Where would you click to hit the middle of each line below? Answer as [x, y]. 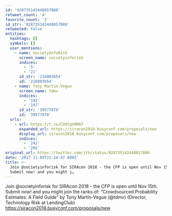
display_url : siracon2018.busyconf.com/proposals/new [78, 134]
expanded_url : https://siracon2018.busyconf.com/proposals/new [88, 129]
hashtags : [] [24, 39]
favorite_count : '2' [27, 19]
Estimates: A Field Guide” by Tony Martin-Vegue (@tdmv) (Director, [76, 197]
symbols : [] [23, 44]
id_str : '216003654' [41, 77]
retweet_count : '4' [26, 15]
